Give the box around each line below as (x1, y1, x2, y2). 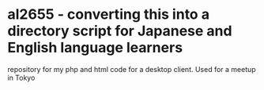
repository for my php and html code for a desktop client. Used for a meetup (7, 64, 256, 74)
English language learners (7, 39, 183, 56)
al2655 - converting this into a (7, 5, 210, 23)
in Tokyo (7, 73, 36, 82)
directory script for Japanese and (7, 22, 232, 40)
